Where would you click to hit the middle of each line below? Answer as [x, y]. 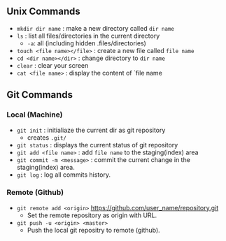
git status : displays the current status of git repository [97, 145]
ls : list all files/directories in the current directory [88, 36]
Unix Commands [44, 12]
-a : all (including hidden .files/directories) [86, 43]
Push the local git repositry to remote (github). [93, 230]
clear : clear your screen [52, 65]
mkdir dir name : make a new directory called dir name [95, 28]
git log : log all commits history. [64, 175]
